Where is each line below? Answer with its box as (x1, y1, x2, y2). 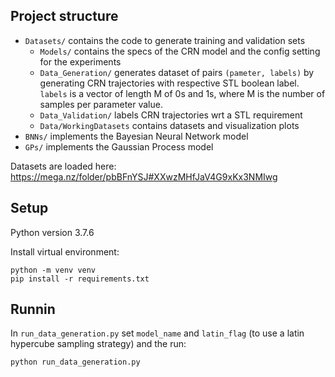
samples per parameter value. (39, 98, 163, 110)
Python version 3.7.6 (10, 226, 95, 238)
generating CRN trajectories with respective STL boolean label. (39, 77, 300, 89)
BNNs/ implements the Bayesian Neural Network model (24, 130, 249, 142)
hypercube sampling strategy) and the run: (10, 338, 187, 350)
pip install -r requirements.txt (10, 274, 150, 284)
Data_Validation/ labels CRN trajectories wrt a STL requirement (39, 109, 303, 121)
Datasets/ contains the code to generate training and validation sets (24, 34, 306, 46)
